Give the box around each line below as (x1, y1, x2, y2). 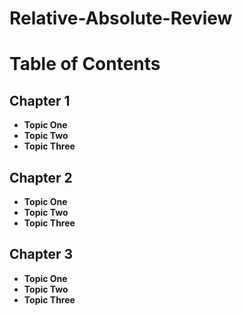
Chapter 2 (9, 169, 73, 186)
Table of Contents (9, 53, 161, 76)
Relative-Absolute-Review (9, 7, 233, 30)
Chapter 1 (9, 92, 71, 109)
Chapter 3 (9, 246, 74, 263)
